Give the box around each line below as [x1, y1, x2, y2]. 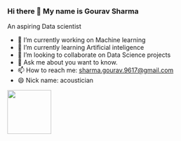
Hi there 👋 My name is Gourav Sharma [7, 6, 139, 16]
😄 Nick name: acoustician [17, 76, 93, 85]
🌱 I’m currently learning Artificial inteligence [17, 43, 145, 52]
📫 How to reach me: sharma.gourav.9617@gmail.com [17, 66, 174, 74]
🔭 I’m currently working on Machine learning [17, 36, 146, 44]
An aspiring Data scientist [7, 22, 82, 31]
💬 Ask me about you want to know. [17, 58, 118, 67]
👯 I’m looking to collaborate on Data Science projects [17, 51, 171, 59]
